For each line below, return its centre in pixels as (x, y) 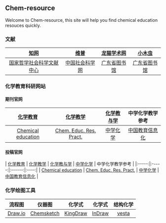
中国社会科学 (80, 63)
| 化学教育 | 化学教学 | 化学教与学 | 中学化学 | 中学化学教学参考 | (70, 164)
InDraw (100, 213)
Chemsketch (45, 213)
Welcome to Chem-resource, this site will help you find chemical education (82, 20)
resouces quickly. (23, 25)
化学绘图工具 (21, 190)
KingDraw (76, 213)
